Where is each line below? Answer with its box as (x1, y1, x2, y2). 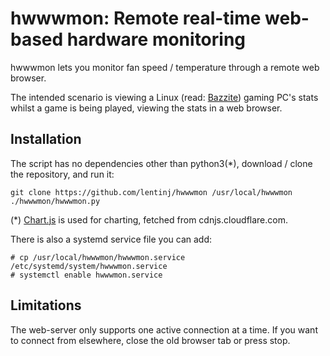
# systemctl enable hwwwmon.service (10, 270, 163, 280)
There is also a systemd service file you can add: (10, 233, 213, 245)
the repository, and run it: (10, 168, 115, 180)
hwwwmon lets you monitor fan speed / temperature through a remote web (10, 61, 320, 73)
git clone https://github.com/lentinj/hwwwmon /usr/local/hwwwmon (10, 187, 293, 197)
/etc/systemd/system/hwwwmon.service (10, 261, 168, 271)
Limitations (10, 297, 82, 314)
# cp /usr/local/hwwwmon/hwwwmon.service (10, 252, 186, 262)
